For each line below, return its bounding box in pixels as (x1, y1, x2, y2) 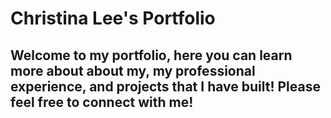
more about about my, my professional (10, 62, 256, 79)
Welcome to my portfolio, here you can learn (10, 47, 293, 64)
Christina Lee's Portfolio (10, 7, 216, 30)
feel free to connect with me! (10, 93, 194, 111)
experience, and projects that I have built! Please (10, 78, 321, 95)
